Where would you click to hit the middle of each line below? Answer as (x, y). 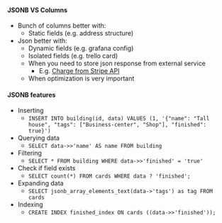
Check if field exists (46, 168)
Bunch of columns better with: (62, 26)
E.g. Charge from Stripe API (79, 71)
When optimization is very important (81, 79)
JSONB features (32, 94)
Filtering (30, 153)
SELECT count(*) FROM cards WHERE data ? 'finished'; (109, 176)
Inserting (30, 111)
